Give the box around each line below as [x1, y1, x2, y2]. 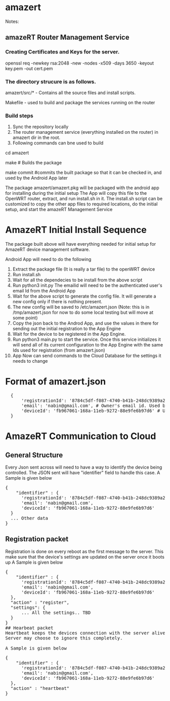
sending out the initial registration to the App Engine [12, 326, 121, 332]
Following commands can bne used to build [12, 140, 104, 146]
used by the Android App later [5, 175, 68, 181]
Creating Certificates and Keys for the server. [5, 48, 120, 55]
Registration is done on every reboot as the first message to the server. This [5, 548, 163, 554]
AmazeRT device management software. [5, 246, 90, 253]
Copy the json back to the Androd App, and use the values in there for [12, 320, 159, 327]
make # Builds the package [5, 160, 62, 166]
